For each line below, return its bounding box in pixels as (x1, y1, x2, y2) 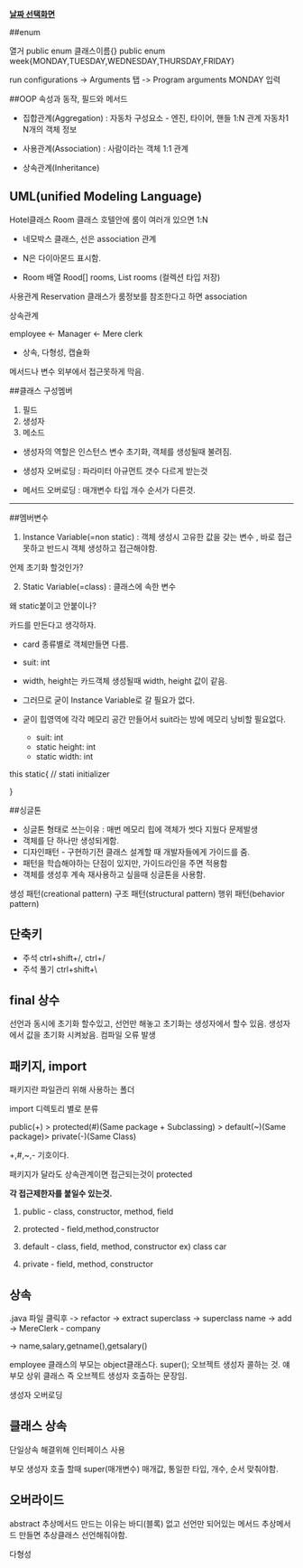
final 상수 (9, 993, 60, 1008)
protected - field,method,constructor (22, 1224, 160, 1235)
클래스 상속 (9, 1418, 68, 1434)
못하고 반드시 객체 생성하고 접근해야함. (22, 542, 158, 554)
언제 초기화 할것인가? (9, 562, 84, 573)
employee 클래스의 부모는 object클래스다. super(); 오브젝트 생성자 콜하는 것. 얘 (9, 1359, 290, 1370)
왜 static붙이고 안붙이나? (9, 600, 96, 611)
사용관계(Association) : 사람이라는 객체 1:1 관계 (22, 144, 189, 154)
